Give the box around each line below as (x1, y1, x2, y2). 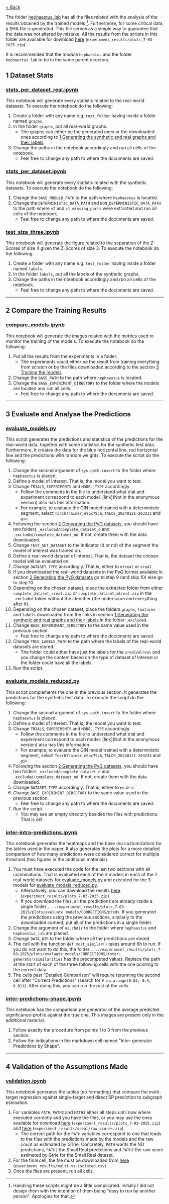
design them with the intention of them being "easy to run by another (13, 1187, 156, 1193)
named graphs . (13, 118, 44, 124)
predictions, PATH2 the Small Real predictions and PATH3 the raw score (20, 1146, 163, 1153)
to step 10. (13, 580, 35, 586)
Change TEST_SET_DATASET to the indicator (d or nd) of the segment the (13, 542, 158, 548)
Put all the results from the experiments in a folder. (13, 353, 117, 359)
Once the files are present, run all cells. (13, 1168, 94, 1174)
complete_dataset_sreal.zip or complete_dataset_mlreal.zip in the (13, 590, 152, 596)
